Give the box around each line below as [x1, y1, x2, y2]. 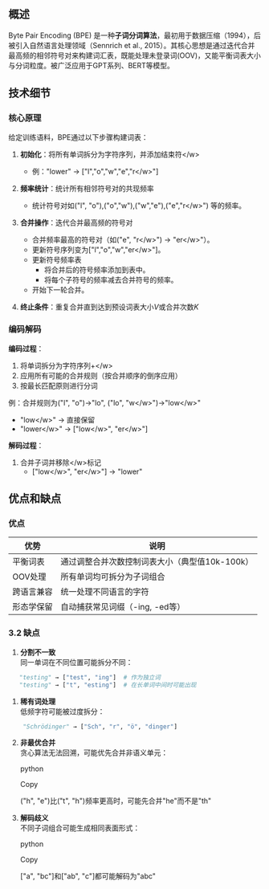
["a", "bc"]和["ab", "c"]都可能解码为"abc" [19, 871, 157, 881]
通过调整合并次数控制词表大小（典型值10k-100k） [60, 557, 254, 568]
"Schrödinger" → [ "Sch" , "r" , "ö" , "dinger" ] [22, 722, 178, 731]
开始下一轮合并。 [31, 284, 89, 295]
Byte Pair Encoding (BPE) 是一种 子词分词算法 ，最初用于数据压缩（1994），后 [8, 31, 261, 40]
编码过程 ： [8, 344, 44, 353]
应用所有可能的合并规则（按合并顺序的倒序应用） [19, 370, 182, 380]
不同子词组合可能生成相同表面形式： [19, 823, 141, 833]
